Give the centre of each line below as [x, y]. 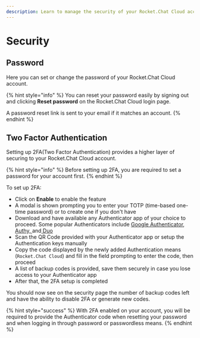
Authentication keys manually [51, 244]
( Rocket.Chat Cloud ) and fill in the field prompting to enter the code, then [104, 256]
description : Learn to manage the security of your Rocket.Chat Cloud [96, 12]
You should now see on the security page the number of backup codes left [98, 293]
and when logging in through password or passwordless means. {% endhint [99, 323]
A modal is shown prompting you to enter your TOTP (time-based [95, 206]
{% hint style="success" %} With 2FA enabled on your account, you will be [98, 311]
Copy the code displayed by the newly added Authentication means [98, 249]
